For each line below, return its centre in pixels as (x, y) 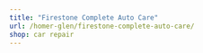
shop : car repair (42, 34)
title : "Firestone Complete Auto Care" (84, 18)
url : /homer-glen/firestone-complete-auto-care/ (102, 26)
